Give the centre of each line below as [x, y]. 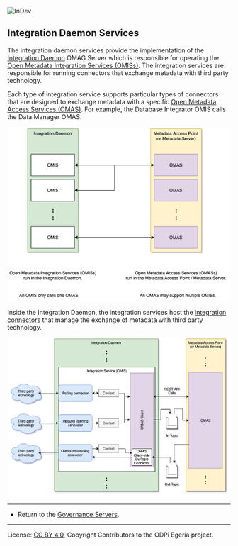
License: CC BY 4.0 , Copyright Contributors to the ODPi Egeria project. [110, 535]
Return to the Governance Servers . [68, 514]
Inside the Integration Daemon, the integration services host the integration [117, 313]
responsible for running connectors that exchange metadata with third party [118, 73]
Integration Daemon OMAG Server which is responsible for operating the [113, 57]
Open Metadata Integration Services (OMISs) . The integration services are [116, 65]
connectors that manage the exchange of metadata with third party [105, 320]
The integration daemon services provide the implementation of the [106, 50]
